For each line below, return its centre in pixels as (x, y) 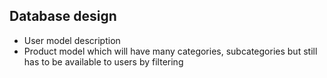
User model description (72, 40)
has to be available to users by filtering (103, 61)
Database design (63, 16)
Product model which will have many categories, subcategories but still (170, 51)
